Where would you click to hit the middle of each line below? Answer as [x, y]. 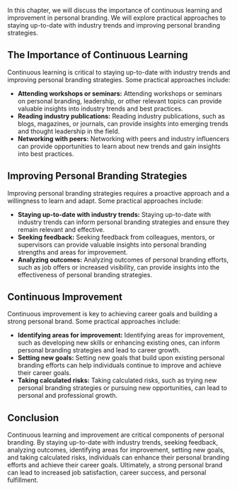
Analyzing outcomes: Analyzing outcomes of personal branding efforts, [123, 260]
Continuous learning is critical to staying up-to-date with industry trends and [119, 72]
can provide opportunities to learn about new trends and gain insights [119, 146]
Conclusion [33, 418]
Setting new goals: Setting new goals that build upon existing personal [121, 358]
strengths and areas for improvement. [73, 252]
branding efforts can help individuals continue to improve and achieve [119, 365]
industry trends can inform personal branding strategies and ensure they [123, 222]
